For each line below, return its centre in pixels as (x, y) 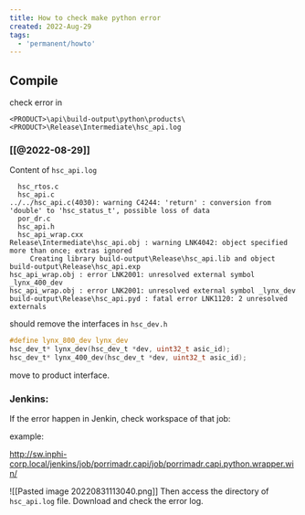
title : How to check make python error (85, 18)
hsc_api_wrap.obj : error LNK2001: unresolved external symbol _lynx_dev (153, 291)
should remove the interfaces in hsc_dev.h (89, 324)
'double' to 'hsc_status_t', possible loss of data (110, 211)
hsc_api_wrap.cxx (51, 235)
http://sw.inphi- (38, 455)
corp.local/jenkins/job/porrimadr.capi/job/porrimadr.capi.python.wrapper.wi (152, 464)
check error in (36, 102)
